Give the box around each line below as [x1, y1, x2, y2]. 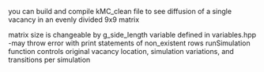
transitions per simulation [8, 55, 91, 64]
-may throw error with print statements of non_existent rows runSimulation [8, 38, 251, 48]
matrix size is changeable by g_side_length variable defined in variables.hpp [8, 31, 257, 39]
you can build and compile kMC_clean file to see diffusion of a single [8, 7, 232, 16]
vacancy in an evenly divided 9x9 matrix [8, 15, 140, 24]
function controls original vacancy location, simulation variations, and [8, 47, 235, 56]
